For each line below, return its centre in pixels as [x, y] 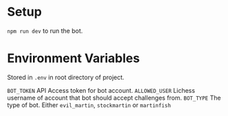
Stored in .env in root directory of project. [66, 77]
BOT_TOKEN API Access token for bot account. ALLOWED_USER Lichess [101, 90]
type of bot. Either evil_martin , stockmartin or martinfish [89, 105]
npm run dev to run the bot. [45, 31]
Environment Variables [73, 58]
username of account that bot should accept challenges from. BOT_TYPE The [114, 98]
